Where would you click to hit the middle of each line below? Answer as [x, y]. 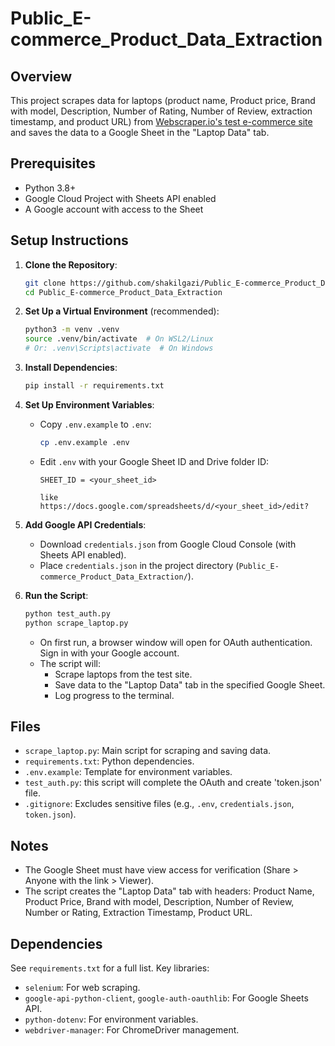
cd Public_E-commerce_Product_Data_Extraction [123, 292]
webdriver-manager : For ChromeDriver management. [132, 1029]
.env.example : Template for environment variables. [128, 772]
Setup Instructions [69, 240]
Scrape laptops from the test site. [123, 674]
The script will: [70, 663]
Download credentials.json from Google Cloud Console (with [168, 544]
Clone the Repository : [71, 264]
